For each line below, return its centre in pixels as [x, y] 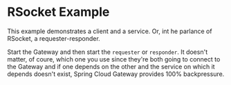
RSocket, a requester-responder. [54, 38]
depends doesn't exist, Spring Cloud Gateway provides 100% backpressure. [116, 74]
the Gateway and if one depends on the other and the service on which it [111, 66]
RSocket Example [58, 12]
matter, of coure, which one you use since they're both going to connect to [114, 59]
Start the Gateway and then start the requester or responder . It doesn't [108, 52]
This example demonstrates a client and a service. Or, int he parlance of [110, 31]
